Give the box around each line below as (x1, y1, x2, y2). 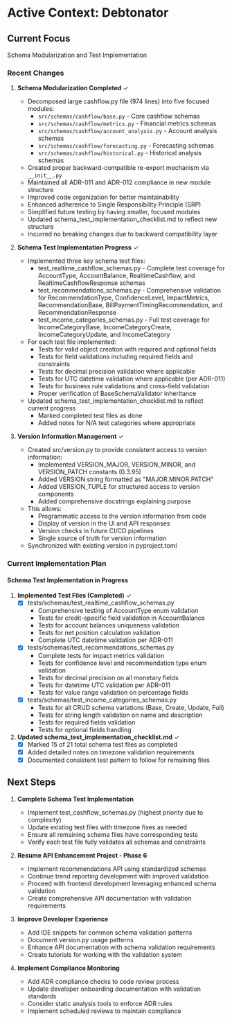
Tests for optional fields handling (37, 725, 132, 734)
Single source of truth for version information (37, 534, 167, 542)
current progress (27, 404, 76, 413)
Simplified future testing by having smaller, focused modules (27, 208, 201, 216)
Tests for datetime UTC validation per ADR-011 (37, 681, 171, 689)
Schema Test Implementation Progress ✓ (17, 243, 139, 252)
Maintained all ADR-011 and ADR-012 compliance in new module (27, 178, 211, 187)
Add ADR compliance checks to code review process (27, 977, 180, 985)
